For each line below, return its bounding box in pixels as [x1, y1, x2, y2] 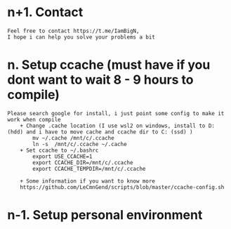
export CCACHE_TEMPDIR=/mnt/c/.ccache [32, 165, 146, 172]
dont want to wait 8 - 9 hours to [7, 72, 194, 88]
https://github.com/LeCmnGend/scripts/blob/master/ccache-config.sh [20, 183, 225, 190]
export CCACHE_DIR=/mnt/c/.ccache [32, 159, 133, 166]
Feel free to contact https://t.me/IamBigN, [7, 27, 140, 34]
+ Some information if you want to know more [20, 177, 156, 185]
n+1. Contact [7, 4, 84, 20]
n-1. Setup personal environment [7, 207, 203, 223]
